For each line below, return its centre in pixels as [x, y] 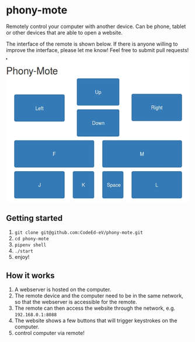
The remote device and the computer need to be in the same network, [99, 296]
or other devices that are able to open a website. [64, 32]
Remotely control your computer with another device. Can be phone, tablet [96, 26]
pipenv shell [30, 245]
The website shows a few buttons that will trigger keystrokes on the [96, 321]
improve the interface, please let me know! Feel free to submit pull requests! [97, 50]
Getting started [34, 218]
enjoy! [22, 257]
